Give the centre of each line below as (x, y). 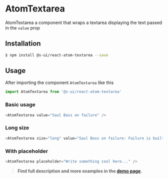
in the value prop (22, 27)
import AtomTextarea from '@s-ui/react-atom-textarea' (63, 92)
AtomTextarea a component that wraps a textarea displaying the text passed (84, 22)
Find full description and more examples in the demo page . (80, 171)
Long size (17, 128)
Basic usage (20, 104)
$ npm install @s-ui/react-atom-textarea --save (57, 55)
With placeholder (27, 151)
